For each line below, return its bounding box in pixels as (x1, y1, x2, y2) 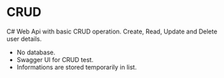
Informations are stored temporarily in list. (16, 63, 137, 71)
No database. (16, 48, 56, 56)
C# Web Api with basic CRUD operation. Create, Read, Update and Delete (6, 27, 218, 36)
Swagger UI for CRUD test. (16, 55, 94, 63)
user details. (6, 34, 42, 42)
